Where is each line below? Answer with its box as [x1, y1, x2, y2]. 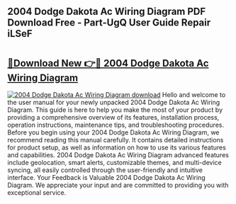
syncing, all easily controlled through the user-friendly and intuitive [7, 166, 203, 174]
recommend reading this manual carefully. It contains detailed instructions [7, 136, 224, 144]
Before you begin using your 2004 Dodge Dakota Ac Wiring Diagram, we [7, 128, 220, 137]
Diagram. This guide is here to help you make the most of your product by [7, 106, 223, 114]
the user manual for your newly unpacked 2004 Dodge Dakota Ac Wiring [7, 98, 220, 106]
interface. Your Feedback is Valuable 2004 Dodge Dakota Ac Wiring [7, 174, 206, 181]
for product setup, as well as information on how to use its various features [7, 143, 227, 152]
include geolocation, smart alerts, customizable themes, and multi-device [7, 159, 222, 166]
